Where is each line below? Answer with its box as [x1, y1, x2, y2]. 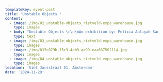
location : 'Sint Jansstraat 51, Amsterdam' [5, 66, 95, 70]
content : [5, 16, 23, 21]
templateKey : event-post [5, 7, 55, 12]
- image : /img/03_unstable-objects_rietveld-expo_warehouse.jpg [9, 39, 142, 43]
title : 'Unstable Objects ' [5, 12, 62, 16]
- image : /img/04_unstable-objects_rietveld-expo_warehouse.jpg [9, 56, 142, 61]
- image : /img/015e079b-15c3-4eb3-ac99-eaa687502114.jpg [9, 47, 127, 52]
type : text [14, 34, 36, 39]
